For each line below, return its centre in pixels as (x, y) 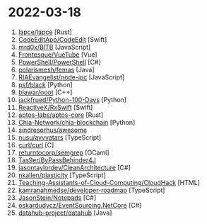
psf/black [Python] (45, 84)
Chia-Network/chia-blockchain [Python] (77, 122)
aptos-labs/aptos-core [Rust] (61, 115)
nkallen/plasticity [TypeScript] (62, 175)
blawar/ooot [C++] (45, 92)
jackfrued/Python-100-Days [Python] (72, 99)
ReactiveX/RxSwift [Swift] (55, 107)
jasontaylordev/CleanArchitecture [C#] (75, 167)
